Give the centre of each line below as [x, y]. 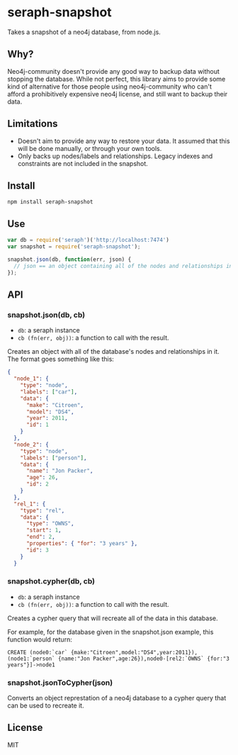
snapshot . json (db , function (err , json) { [69, 259]
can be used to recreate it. [46, 705]
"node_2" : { [32, 444]
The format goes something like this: [61, 359]
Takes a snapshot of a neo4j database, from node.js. [84, 32]
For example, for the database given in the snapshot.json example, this [110, 632]
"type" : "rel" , [42, 510]
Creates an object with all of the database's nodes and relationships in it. [113, 352]
